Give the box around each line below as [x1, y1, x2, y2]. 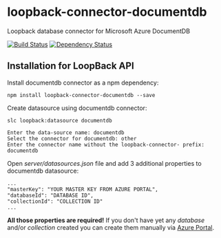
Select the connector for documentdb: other [7, 135, 137, 142]
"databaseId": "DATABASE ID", [7, 192, 94, 199]
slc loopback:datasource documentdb [7, 117, 112, 124]
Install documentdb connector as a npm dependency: [7, 78, 159, 87]
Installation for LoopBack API [7, 60, 134, 72]
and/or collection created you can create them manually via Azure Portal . [7, 223, 215, 231]
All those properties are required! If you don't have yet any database [7, 216, 205, 224]
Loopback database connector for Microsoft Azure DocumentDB [7, 27, 191, 35]
